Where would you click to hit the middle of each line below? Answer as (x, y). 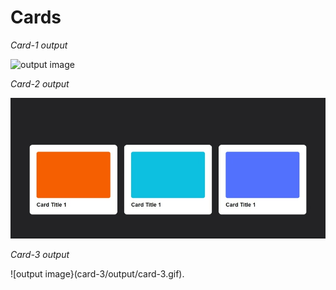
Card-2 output (40, 83)
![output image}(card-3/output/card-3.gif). (97, 273)
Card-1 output (39, 45)
